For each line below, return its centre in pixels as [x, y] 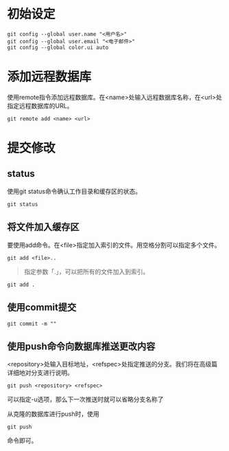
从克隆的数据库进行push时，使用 [53, 414]
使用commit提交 [42, 308]
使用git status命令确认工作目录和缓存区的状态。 [74, 191]
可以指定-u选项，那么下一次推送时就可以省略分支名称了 [85, 399]
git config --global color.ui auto [58, 47]
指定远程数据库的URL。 [40, 106]
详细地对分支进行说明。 [40, 373]
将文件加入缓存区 [43, 227]
